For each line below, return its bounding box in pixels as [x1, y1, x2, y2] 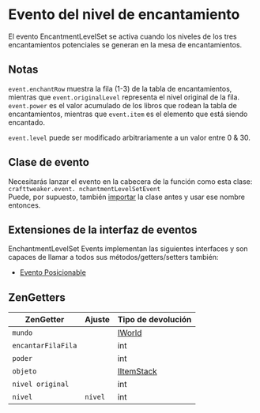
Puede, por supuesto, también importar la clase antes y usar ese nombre [8, 192, 245, 201]
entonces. [8, 200, 41, 210]
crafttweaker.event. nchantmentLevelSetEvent [8, 185, 160, 193]
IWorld [117, 328, 142, 339]
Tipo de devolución [117, 314, 192, 325]
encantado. [8, 117, 46, 127]
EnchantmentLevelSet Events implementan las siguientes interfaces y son [8, 244, 248, 253]
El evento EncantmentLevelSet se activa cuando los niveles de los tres [8, 32, 237, 41]
